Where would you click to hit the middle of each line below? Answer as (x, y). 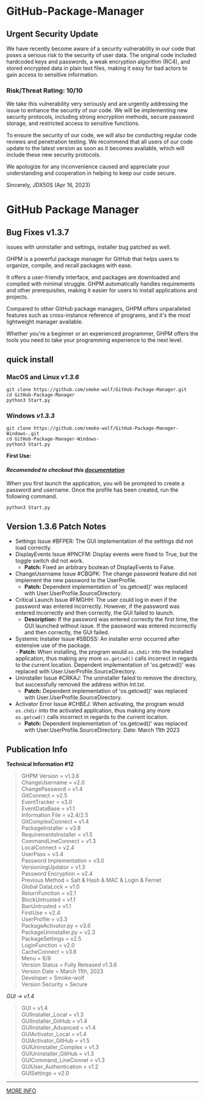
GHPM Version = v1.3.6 (50, 776)
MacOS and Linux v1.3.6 (43, 377)
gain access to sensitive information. (52, 74)
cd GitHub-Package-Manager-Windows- (53, 439)
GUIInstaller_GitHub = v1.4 (54, 1021)
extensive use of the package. (53, 645)
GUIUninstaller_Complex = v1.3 (60, 1047)
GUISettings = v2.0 (45, 1073)
